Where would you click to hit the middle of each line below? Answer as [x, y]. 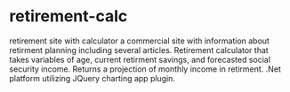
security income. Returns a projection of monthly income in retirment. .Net [145, 69]
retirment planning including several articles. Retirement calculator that [139, 50]
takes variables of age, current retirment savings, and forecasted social [140, 59]
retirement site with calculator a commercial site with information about [139, 41]
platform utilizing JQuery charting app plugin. [93, 78]
